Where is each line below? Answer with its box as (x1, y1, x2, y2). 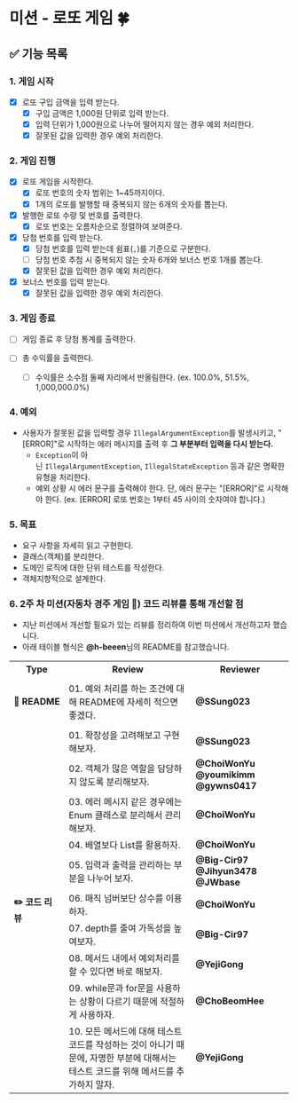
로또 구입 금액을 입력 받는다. (21, 97, 120, 107)
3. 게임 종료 (9, 312, 56, 325)
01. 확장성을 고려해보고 (68, 729, 161, 742)
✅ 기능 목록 (9, 46, 68, 61)
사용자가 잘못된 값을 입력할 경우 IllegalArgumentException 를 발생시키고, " (21, 427, 282, 437)
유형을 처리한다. (35, 471, 90, 482)
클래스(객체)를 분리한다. (21, 551, 105, 562)
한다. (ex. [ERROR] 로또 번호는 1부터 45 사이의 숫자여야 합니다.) (44, 493, 266, 504)
